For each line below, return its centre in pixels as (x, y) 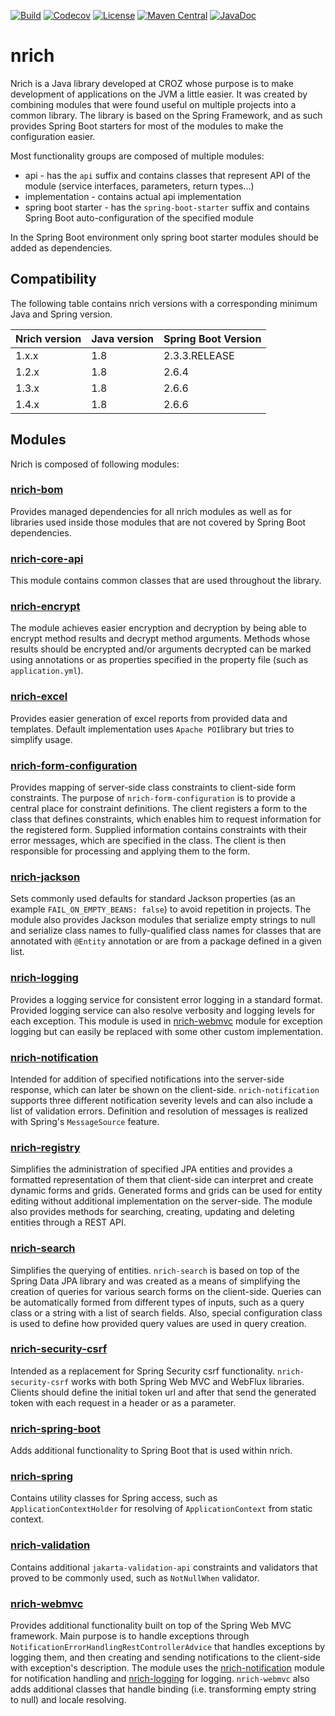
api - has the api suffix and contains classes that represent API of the (167, 175)
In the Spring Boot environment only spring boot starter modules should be (164, 237)
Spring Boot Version (212, 338)
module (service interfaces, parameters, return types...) (139, 186)
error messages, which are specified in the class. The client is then (148, 841)
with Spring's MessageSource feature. (85, 1121)
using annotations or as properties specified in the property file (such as (159, 660)
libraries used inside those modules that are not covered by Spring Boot (158, 522)
